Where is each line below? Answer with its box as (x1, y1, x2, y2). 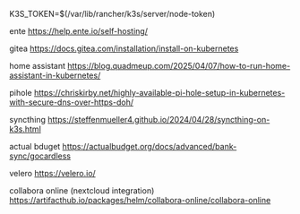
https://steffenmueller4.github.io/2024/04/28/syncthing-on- (47, 115, 270, 124)
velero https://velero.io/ (9, 168, 96, 178)
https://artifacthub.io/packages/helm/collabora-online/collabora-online (9, 195, 271, 205)
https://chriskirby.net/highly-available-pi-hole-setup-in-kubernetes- (34, 88, 286, 98)
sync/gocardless (9, 150, 72, 161)
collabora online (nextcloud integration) (9, 185, 155, 196)
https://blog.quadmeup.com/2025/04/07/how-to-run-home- (66, 61, 291, 71)
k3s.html (9, 124, 42, 134)
